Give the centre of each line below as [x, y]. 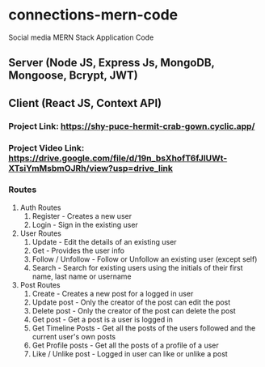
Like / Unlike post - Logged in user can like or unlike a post [130, 353]
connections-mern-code [93, 15]
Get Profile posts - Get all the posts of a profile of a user [126, 345]
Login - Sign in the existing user [85, 224]
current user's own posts [74, 336]
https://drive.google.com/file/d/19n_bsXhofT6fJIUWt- [118, 158]
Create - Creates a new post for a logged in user [113, 293]
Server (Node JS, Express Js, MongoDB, [111, 63]
